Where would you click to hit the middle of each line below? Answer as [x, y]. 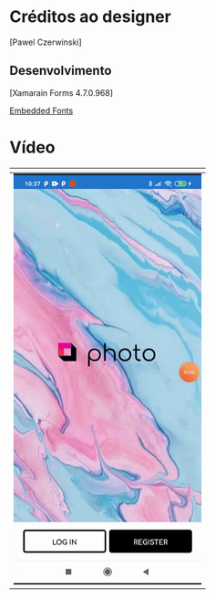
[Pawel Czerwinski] [46, 42]
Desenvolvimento [61, 71]
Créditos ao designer [90, 17]
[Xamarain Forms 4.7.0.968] [61, 92]
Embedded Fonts [41, 110]
